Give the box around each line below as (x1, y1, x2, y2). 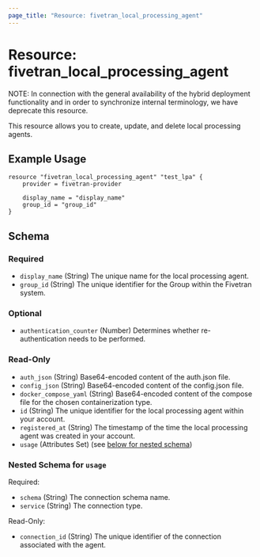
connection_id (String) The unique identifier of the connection (19, 532, 221, 541)
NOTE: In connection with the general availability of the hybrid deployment (8, 89, 251, 98)
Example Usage (8, 152, 87, 166)
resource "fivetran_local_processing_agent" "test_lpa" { (8, 174, 203, 181)
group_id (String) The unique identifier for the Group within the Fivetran (19, 280, 252, 289)
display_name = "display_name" (22, 194, 126, 202)
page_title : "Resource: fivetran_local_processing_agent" (8, 11, 203, 20)
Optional (8, 307, 42, 319)
